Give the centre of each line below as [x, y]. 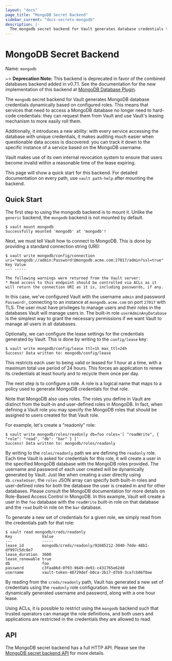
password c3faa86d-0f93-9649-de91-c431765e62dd [65, 568]
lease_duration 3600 [28, 554]
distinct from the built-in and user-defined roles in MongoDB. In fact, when [84, 404]
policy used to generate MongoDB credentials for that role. [67, 389]
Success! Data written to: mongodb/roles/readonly [60, 443]
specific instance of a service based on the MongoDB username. [74, 148]
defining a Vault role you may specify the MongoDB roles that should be [81, 409]
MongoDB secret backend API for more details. [55, 653]
